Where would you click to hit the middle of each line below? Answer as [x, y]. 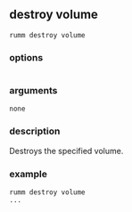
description [35, 131]
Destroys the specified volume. [66, 151]
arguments [33, 91]
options [26, 57]
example [28, 174]
